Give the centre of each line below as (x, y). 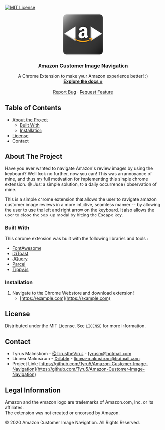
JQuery (20, 259)
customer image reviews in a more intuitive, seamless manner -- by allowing (83, 204)
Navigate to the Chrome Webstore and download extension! (73, 293)
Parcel (19, 264)
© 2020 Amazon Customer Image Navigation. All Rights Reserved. (73, 422)
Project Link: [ (26, 364)
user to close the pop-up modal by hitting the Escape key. (64, 215)
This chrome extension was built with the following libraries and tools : (77, 239)
